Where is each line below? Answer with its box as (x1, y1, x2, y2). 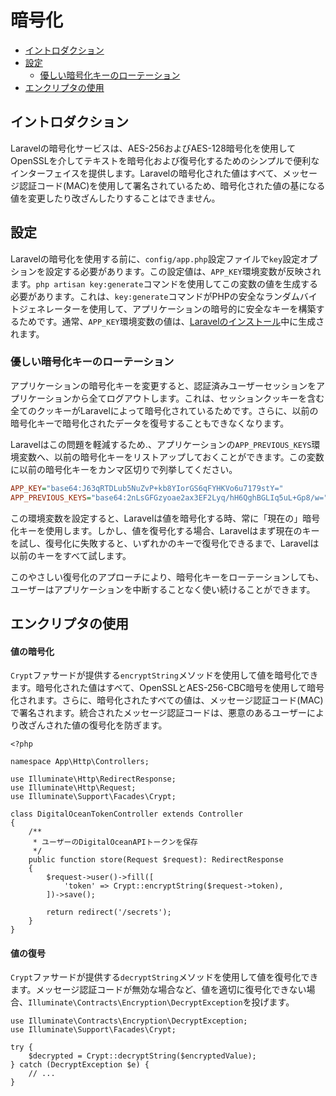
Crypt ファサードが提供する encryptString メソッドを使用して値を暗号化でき (10, 669, 319, 681)
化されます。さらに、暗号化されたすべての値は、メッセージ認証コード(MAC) (10, 694, 324, 706)
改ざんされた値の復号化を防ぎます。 (18, 719, 168, 731)
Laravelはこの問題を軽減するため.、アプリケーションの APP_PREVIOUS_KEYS (10, 438, 312, 450)
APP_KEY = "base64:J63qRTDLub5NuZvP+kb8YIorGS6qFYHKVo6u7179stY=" (10, 483, 284, 493)
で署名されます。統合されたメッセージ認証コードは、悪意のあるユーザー (10, 707, 308, 719)
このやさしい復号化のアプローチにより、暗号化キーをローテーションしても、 (10, 571, 325, 583)
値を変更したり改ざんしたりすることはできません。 (10, 192, 221, 204)
